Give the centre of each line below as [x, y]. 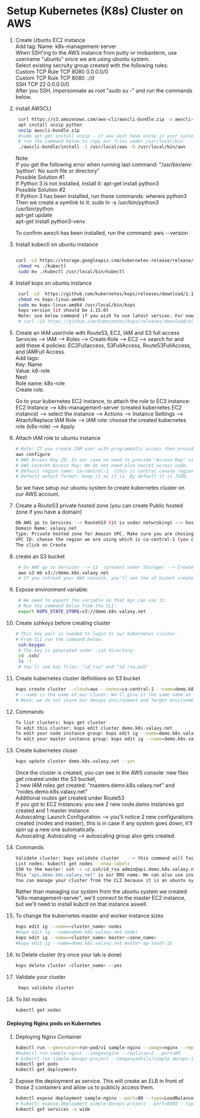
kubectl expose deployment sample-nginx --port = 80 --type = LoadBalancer [106, 1098]
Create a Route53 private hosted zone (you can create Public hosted [99, 506]
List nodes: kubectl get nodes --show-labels [72, 864]
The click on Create [41, 545]
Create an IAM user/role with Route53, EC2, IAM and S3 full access [97, 333]
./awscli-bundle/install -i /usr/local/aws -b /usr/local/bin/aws [102, 147]
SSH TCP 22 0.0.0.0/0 [42, 84]
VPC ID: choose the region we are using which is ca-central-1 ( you [102, 539]
